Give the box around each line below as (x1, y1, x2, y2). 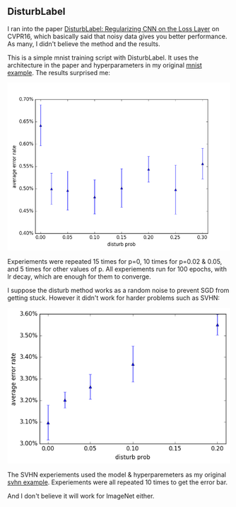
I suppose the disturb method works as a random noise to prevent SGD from (7, 286, 230, 294)
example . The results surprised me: (7, 68, 111, 77)
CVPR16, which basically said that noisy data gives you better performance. (7, 32, 228, 40)
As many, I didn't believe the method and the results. (7, 39, 160, 48)
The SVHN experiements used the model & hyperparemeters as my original (7, 470, 226, 479)
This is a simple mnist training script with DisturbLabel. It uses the (7, 53, 199, 62)
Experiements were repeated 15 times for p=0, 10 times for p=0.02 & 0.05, (7, 257, 223, 265)
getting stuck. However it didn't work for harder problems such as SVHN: (7, 294, 220, 302)
